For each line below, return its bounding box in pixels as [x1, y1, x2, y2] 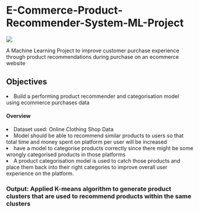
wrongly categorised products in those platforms [6, 151, 126, 158]
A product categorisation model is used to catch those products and [14, 157, 181, 164]
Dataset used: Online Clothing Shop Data [14, 125, 114, 132]
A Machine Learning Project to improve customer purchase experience [6, 47, 179, 54]
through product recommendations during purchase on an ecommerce [6, 53, 179, 60]
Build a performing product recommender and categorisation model [14, 93, 179, 100]
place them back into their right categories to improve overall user [6, 163, 168, 170]
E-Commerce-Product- [6, 4, 123, 17]
